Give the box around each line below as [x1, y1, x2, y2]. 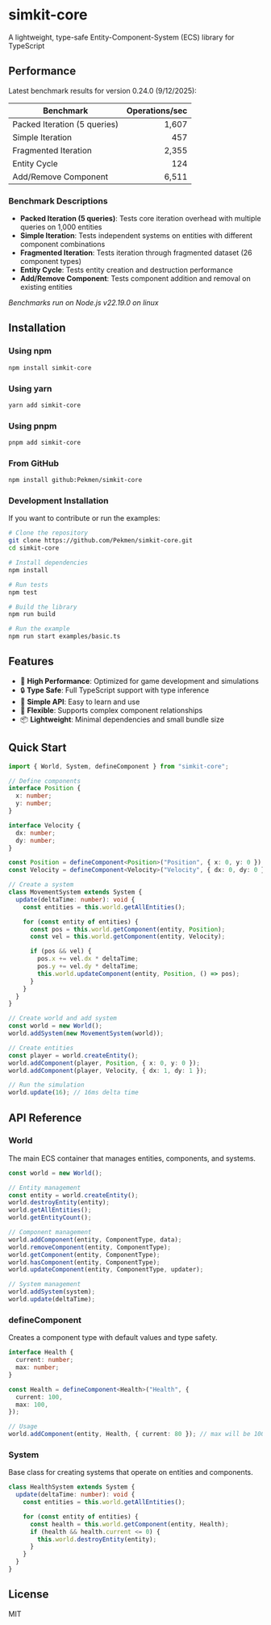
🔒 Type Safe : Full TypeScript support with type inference [19, 685, 210, 695]
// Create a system [8, 881, 74, 889]
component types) [19, 257, 82, 266]
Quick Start [8, 741, 67, 755]
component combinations [19, 240, 106, 249]
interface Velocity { [8, 821, 81, 829]
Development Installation [8, 495, 109, 506]
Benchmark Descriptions [8, 195, 108, 207]
